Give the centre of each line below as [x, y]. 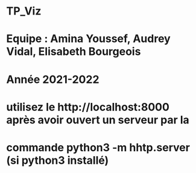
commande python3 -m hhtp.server [98, 147]
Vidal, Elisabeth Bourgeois [74, 52]
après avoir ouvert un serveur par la [98, 120]
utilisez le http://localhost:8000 [88, 107]
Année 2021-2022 [53, 79]
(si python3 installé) [58, 160]
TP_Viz [24, 11]
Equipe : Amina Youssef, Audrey [88, 39]
